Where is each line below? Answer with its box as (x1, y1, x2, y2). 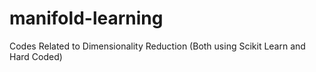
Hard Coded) (9, 50, 63, 62)
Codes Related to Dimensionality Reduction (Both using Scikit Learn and (9, 40, 306, 52)
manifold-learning (9, 7, 164, 30)
